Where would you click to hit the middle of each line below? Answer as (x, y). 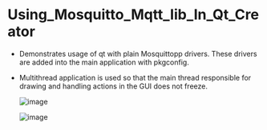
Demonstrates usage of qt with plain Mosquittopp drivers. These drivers (138, 53)
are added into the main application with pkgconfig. (104, 62)
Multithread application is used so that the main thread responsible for (135, 77)
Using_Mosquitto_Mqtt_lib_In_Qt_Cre (133, 15)
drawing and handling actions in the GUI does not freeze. (113, 86)
